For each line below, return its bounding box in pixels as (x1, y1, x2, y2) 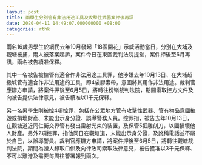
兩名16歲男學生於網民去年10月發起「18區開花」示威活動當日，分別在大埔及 (6, 43, 193, 50)
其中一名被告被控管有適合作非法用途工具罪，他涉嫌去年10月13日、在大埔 (6, 71, 187, 79)
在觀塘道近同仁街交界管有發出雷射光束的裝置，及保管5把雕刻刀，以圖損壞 (6, 122, 190, 129)
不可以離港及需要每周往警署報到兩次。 (6, 152, 102, 160)
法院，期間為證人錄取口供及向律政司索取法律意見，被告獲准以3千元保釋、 (11, 145, 196, 152)
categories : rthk (6, 25, 50, 32)
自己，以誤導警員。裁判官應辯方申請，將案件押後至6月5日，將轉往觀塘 (11, 137, 188, 144)
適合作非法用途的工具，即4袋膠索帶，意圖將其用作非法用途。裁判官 (27, 79, 196, 86)
